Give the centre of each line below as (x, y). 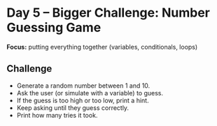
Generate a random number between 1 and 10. (83, 86)
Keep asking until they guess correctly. (73, 108)
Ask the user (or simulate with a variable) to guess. (90, 93)
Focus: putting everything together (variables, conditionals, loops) (102, 47)
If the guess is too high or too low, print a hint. (83, 100)
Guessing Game (54, 27)
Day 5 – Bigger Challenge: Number (108, 13)
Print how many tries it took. (57, 115)
